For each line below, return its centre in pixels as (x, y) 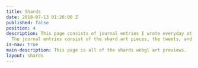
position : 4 (21, 28)
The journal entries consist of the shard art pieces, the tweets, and (102, 39)
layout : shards (25, 56)
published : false (28, 22)
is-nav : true (22, 45)
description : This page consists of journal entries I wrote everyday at (99, 34)
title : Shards (24, 12)
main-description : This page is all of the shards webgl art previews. (96, 50)
